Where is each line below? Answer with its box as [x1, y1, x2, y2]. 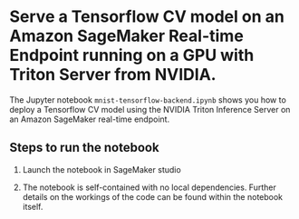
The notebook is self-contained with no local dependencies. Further [22, 182, 276, 193]
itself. [22, 201, 43, 212]
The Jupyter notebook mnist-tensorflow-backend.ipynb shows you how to [9, 94, 287, 105]
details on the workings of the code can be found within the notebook [22, 191, 284, 202]
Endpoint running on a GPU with [9, 45, 255, 65]
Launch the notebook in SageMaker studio [22, 164, 181, 174]
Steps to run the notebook [9, 140, 160, 155]
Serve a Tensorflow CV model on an [9, 6, 285, 27]
